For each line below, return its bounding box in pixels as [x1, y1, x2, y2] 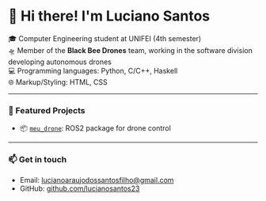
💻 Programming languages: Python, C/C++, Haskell [8, 66, 178, 75]
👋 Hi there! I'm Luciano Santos [8, 7, 211, 25]
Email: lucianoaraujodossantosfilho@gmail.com [19, 175, 174, 184]
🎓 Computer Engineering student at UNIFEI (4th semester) [8, 33, 202, 43]
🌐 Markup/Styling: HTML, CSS [8, 77, 108, 86]
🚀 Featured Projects [8, 104, 85, 116]
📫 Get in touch [8, 154, 67, 165]
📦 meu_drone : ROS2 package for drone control [19, 123, 172, 133]
